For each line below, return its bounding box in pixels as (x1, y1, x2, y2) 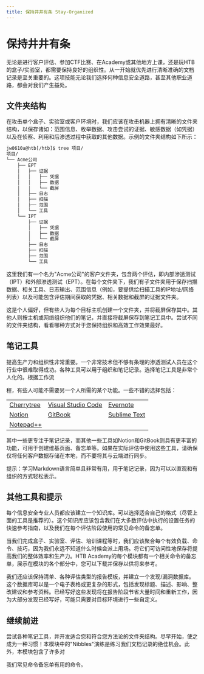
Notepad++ (9, 420, 42, 429)
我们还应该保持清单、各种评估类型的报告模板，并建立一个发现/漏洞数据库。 (6, 573, 195, 580)
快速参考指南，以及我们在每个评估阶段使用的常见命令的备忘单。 (6, 524, 166, 532)
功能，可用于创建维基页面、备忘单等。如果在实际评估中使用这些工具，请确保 (6, 444, 198, 451)
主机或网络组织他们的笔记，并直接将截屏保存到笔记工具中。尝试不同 (27, 314, 198, 321)
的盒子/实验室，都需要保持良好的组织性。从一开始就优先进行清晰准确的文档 (6, 66, 195, 73)
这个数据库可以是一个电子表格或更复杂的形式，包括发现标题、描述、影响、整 (6, 581, 198, 588)
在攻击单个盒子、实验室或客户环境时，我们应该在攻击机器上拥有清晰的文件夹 (6, 118, 198, 125)
